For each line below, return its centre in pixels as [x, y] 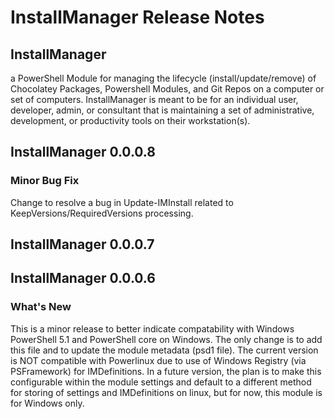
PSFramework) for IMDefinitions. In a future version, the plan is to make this [166, 371]
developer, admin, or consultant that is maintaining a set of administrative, [162, 110]
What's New [41, 307]
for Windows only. [47, 403]
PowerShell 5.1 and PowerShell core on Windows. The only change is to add [166, 339]
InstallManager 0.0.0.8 [83, 152]
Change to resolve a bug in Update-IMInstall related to [122, 202]
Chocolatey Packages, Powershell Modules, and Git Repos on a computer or [167, 89]
